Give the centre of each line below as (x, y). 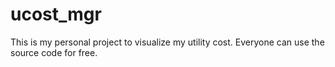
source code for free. (54, 52)
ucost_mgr (56, 14)
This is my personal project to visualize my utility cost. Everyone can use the (167, 42)
